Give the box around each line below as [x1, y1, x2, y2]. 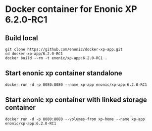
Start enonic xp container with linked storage [5, 96, 147, 104]
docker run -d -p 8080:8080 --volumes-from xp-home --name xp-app [5, 117, 145, 122]
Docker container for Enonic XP [5, 3, 137, 15]
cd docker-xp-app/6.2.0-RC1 [5, 51, 63, 56]
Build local [5, 34, 38, 42]
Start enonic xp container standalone [5, 69, 122, 77]
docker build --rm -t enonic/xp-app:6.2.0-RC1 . [5, 56, 107, 61]
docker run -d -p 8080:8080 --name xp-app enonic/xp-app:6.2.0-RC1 [5, 82, 148, 87]
